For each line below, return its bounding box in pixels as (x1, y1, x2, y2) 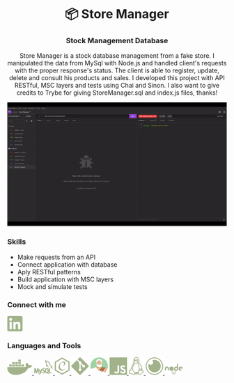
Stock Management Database (65, 36, 169, 46)
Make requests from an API (17, 253, 96, 261)
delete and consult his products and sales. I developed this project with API (9, 74, 225, 82)
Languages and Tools (7, 341, 81, 350)
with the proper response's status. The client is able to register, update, (15, 66, 219, 75)
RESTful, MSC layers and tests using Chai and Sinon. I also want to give (14, 81, 220, 90)
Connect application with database (17, 260, 118, 269)
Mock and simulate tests (17, 282, 88, 290)
